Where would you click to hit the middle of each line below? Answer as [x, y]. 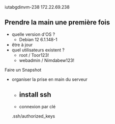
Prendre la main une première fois [57, 22]
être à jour [22, 45]
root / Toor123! [34, 55]
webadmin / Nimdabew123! [47, 60]
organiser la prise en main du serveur [50, 79]
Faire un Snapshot [23, 70]
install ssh [35, 95]
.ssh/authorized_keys [33, 116]
